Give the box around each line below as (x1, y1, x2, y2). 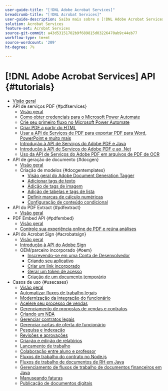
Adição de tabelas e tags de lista (27, 188, 95, 194)
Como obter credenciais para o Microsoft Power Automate (19, 114, 140, 120)
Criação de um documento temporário (27, 274, 106, 280)
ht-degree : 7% (5, 45, 35, 50)
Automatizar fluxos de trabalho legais (19, 289, 97, 296)
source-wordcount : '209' (5, 40, 57, 45)
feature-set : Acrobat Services (5, 26, 70, 31)
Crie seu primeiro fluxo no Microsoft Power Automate (19, 119, 130, 125)
